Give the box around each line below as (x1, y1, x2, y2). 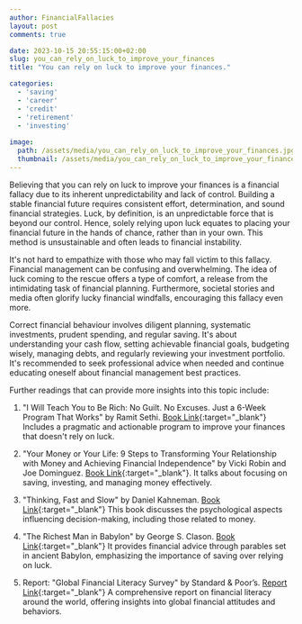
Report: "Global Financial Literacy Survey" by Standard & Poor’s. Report (22, 577, 288, 588)
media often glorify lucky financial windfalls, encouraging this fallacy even (9, 292, 284, 303)
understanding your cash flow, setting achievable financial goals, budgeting (9, 339, 289, 349)
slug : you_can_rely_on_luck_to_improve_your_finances (9, 55, 216, 64)
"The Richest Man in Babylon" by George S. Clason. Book (22, 530, 235, 541)
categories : (9, 79, 54, 88)
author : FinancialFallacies (9, 13, 115, 23)
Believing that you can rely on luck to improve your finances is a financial (9, 179, 280, 190)
